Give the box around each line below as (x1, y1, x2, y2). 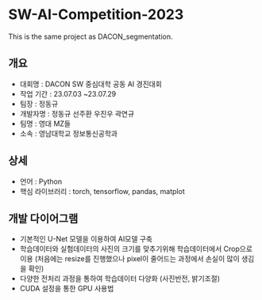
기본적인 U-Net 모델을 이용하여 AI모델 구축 (19, 234, 153, 244)
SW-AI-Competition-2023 (8, 6, 184, 24)
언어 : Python (19, 177, 63, 186)
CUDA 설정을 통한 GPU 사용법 (19, 283, 114, 294)
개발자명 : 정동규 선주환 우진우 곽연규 (19, 108, 135, 118)
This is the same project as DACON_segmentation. (8, 32, 173, 41)
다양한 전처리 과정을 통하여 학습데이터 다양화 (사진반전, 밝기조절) (19, 274, 221, 283)
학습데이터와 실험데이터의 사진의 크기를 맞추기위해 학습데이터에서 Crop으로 (19, 244, 252, 254)
